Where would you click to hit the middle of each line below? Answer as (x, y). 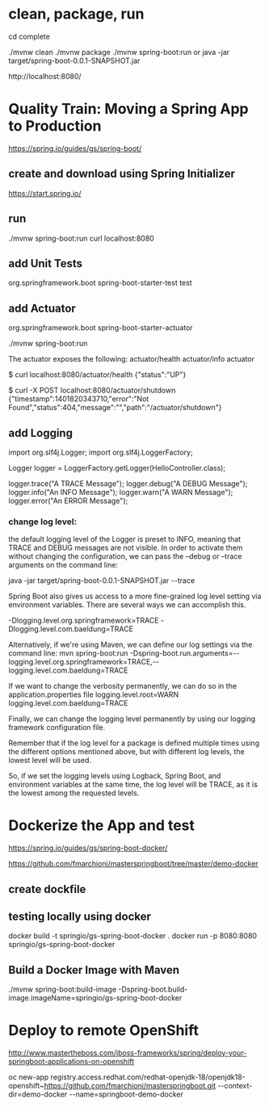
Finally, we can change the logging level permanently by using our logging (132, 719)
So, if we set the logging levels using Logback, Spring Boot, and (115, 776)
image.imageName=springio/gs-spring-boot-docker (95, 998)
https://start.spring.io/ (45, 193)
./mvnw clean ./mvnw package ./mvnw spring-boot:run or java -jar (119, 52)
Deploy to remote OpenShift (104, 1031)
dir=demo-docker (38, 1094)
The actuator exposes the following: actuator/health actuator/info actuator (131, 359)
